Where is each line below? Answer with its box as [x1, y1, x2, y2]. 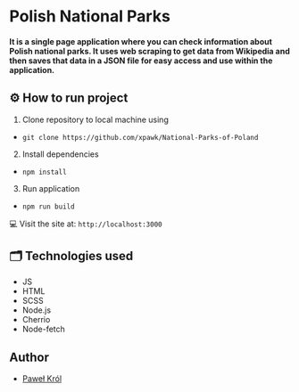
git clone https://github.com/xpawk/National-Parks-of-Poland [21, 133, 259, 142]
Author [9, 349, 49, 364]
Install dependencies [21, 149, 100, 159]
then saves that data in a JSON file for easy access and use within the [9, 55, 273, 66]
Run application [21, 183, 80, 193]
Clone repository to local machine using [21, 114, 170, 125]
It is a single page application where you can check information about [9, 36, 272, 46]
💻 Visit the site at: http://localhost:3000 [9, 218, 162, 229]
